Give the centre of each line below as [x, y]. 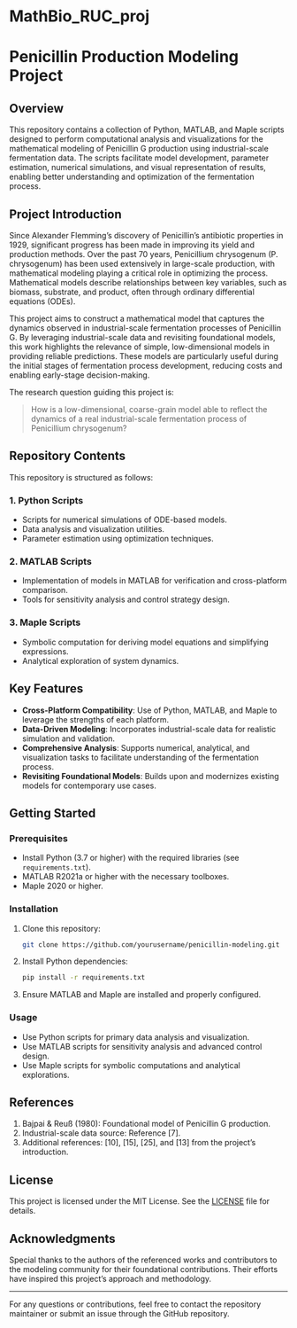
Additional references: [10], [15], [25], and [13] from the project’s [139, 1143]
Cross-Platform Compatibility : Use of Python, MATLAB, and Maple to [149, 710]
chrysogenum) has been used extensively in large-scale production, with [142, 264]
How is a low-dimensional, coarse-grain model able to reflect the [149, 409]
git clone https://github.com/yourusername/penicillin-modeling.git [151, 945]
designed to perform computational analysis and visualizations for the [136, 139]
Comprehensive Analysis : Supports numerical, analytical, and [136, 747]
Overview [37, 108]
